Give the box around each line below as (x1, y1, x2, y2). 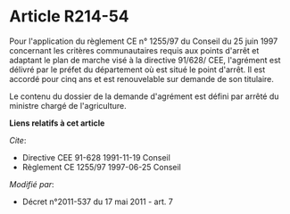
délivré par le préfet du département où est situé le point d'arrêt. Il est (9, 64, 266, 75)
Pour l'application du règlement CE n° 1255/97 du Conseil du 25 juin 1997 (9, 36, 278, 46)
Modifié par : (9, 178, 55, 189)
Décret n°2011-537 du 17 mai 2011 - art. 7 (21, 196, 174, 207)
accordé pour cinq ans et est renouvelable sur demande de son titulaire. (9, 73, 275, 84)
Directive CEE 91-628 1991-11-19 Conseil (21, 152, 171, 162)
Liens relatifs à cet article (9, 118, 105, 128)
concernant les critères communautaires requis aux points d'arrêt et (9, 45, 260, 55)
